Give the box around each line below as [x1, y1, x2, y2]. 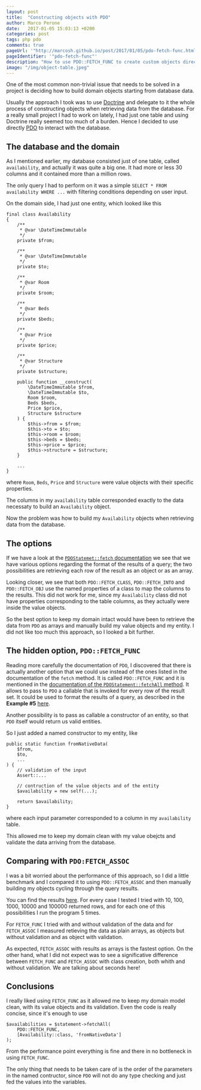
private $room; [17, 290, 55, 296]
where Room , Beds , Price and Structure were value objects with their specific [6, 479, 194, 486]
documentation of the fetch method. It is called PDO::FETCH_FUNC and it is [6, 674, 185, 682]
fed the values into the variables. [6, 1079, 87, 1086]
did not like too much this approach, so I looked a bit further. [6, 628, 155, 635]
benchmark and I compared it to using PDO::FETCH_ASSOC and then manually [6, 878, 191, 885]
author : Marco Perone [6, 20, 60, 26]
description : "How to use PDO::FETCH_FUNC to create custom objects [6, 59, 181, 65]
